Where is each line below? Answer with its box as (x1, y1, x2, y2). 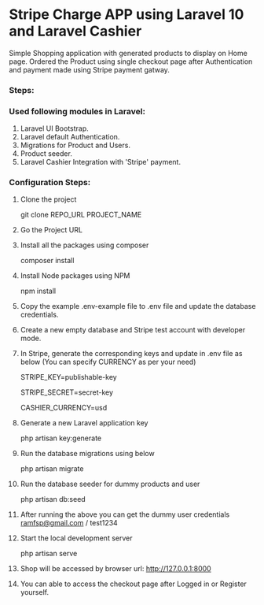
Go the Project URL (20, 225, 83, 235)
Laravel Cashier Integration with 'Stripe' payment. (20, 158, 181, 167)
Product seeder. (20, 149, 73, 158)
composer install (20, 256, 75, 265)
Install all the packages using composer (20, 240, 149, 250)
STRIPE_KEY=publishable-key (20, 373, 117, 382)
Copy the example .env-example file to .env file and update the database (20, 302, 256, 311)
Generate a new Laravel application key (20, 418, 148, 428)
